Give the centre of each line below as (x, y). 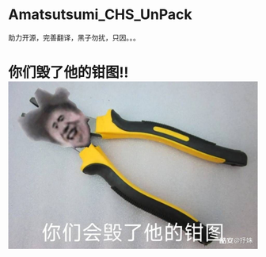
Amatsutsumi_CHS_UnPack (100, 15)
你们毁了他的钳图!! (68, 73)
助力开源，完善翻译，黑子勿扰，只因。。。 (74, 37)
